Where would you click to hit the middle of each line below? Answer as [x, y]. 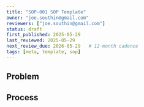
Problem [23, 77]
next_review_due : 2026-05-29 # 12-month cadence [72, 46]
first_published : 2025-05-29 [44, 35]
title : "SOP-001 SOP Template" [46, 12]
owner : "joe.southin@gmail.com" [47, 18]
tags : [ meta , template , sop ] [44, 52]
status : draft [25, 29]
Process [22, 98]
